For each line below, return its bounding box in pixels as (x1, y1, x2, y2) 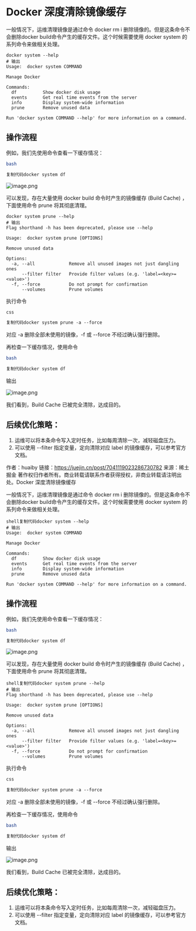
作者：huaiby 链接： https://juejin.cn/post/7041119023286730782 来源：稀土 (6, 463, 190, 470)
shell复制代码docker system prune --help (6, 681, 105, 687)
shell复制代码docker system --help (6, 518, 90, 525)
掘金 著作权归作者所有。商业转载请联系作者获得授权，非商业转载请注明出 (6, 471, 182, 478)
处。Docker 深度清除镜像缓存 (6, 478, 77, 485)
